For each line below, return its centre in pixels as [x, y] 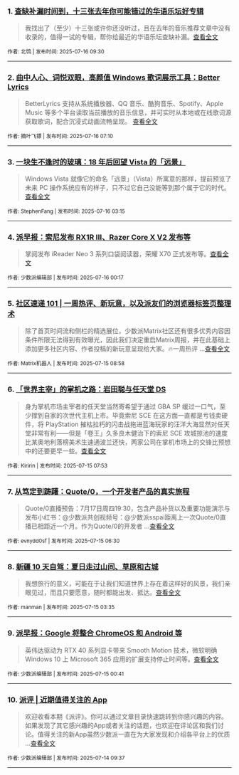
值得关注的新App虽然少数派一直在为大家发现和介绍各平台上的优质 [134, 734]
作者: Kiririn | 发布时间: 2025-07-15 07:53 [58, 465]
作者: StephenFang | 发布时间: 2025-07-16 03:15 [67, 211]
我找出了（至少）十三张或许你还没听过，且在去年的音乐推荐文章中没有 [128, 28]
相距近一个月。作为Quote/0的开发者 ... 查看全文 [106, 526]
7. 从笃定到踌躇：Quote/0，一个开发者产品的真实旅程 [99, 491]
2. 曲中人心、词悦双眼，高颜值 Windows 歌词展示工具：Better [114, 78]
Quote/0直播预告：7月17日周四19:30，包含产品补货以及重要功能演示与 [128, 508]
